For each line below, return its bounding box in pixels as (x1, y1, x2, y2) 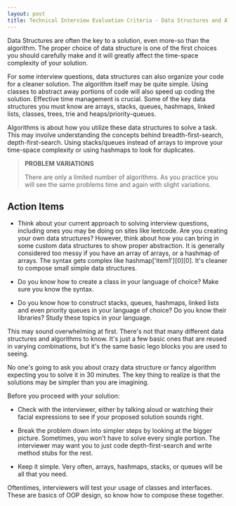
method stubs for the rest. (17, 449, 93, 458)
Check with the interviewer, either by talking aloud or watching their (17, 406, 214, 414)
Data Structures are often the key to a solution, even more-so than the (7, 36, 210, 44)
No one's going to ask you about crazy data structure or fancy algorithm (7, 363, 216, 372)
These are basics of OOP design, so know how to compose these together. (7, 491, 225, 500)
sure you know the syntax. (17, 285, 94, 294)
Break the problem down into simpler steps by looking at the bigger (17, 427, 213, 435)
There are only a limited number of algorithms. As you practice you (24, 173, 218, 181)
